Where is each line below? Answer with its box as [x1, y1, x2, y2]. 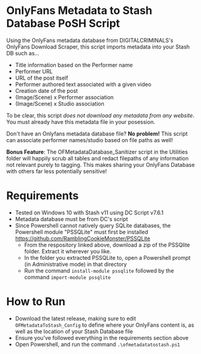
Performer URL [15, 67, 53, 75]
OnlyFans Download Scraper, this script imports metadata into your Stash [6, 43, 190, 50]
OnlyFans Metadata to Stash [6, 4, 153, 18]
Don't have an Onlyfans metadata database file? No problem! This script [6, 130, 188, 137]
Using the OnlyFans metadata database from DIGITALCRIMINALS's [6, 36, 174, 44]
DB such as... [6, 49, 39, 56]
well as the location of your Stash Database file [15, 327, 134, 335]
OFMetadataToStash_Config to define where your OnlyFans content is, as [15, 321, 194, 328]
